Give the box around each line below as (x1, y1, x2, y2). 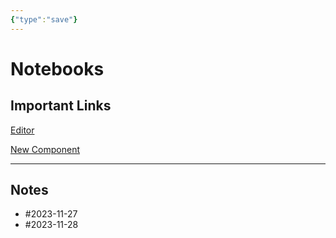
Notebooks (10, 57, 105, 80)
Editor (10, 124, 35, 136)
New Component (10, 143, 80, 155)
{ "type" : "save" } (10, 14, 78, 25)
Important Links (10, 97, 112, 115)
